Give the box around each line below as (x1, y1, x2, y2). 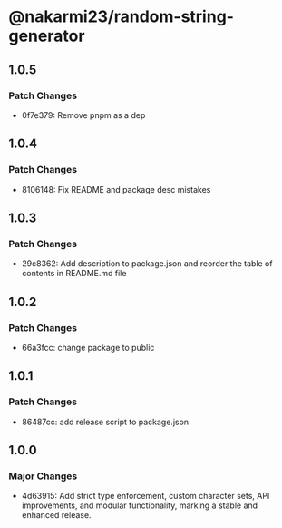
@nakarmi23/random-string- (8, 6, 235, 27)
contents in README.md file (21, 268, 127, 279)
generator (8, 25, 85, 46)
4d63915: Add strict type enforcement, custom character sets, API (21, 491, 270, 502)
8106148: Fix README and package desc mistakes (21, 184, 211, 194)
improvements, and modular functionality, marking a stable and (21, 500, 258, 511)
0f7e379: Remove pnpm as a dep (21, 109, 146, 120)
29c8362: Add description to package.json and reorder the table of (21, 258, 273, 269)
